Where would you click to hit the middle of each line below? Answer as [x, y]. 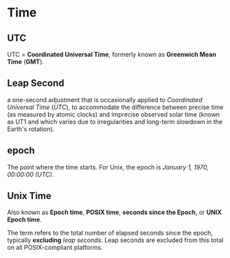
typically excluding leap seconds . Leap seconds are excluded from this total [115, 240]
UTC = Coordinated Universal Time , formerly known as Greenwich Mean [112, 54]
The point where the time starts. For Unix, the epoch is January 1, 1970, [108, 167]
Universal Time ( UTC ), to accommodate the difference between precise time [115, 107]
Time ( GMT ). [26, 62]
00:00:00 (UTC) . [31, 174]
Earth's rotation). [31, 129]
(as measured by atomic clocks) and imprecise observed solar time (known [114, 114]
